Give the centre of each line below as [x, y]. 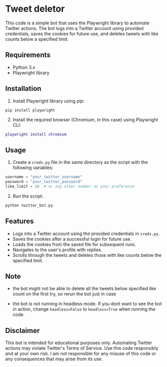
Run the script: [28, 196]
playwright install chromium [36, 134]
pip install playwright [30, 110]
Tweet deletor [35, 9]
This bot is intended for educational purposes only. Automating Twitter [79, 343]
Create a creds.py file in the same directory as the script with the [80, 162]
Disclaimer [23, 330]
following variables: [33, 168]
